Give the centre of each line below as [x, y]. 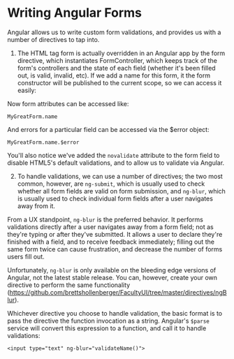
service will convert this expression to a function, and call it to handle [107, 328]
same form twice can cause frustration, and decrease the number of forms [115, 249]
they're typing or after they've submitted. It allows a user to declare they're [115, 234]
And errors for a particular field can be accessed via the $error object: [108, 129]
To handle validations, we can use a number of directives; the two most [120, 176]
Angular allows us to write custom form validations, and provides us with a [114, 32]
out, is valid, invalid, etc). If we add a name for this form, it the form [114, 75]
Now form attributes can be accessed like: [68, 103]
